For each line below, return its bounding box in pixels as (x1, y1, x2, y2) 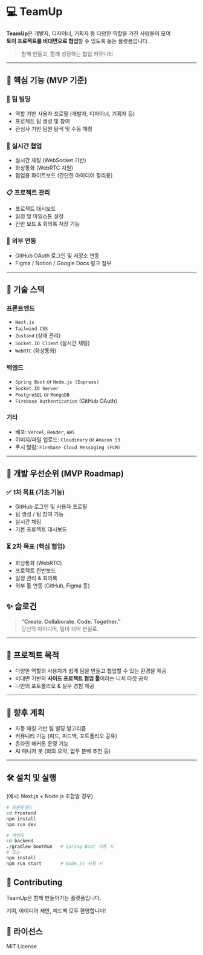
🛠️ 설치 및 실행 (6, 773, 57, 783)
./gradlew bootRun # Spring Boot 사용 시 (6, 844, 114, 850)
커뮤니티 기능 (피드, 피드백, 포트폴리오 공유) (14, 732, 118, 739)
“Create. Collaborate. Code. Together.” (21, 618, 121, 625)
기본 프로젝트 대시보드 (14, 526, 68, 533)
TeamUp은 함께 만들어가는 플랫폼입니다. (6, 894, 101, 901)
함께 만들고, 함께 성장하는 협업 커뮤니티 (21, 50, 114, 58)
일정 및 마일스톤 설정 (14, 213, 64, 220)
